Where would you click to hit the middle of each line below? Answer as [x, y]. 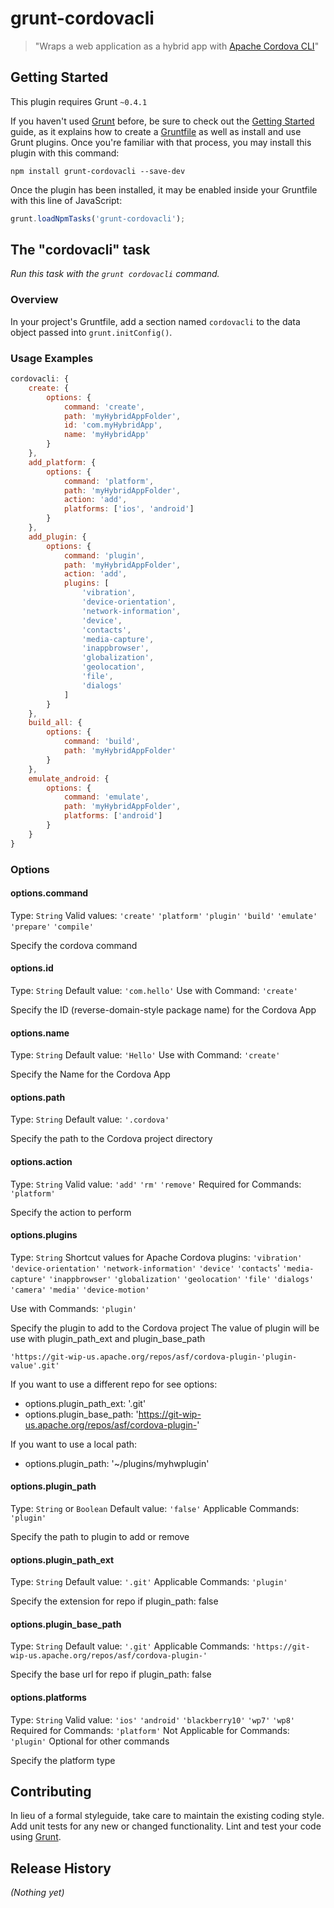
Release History [61, 1868]
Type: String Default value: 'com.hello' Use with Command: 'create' [154, 990]
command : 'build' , [102, 742]
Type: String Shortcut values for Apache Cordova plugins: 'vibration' [156, 1257]
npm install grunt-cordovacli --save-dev [98, 171]
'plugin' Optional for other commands [90, 1741]
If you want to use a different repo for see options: [114, 1384]
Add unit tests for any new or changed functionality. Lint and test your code [166, 1826]
